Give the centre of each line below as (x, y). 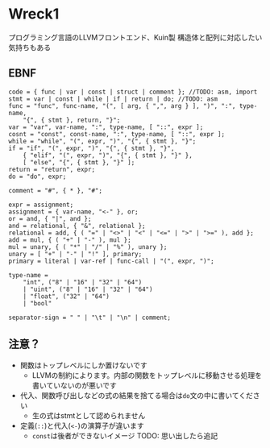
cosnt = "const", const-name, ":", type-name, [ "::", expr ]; (117, 134)
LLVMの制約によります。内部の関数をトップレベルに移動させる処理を (147, 375)
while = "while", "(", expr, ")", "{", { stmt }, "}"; (102, 141)
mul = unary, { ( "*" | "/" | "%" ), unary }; (88, 247)
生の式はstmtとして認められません (89, 415)
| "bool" (37, 303)
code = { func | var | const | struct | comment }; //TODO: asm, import (133, 92)
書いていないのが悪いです (74, 385)
